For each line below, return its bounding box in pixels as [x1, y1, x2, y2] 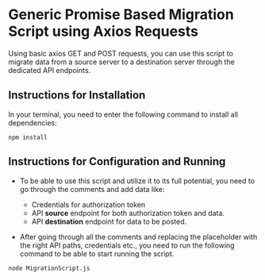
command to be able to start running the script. [19, 248, 175, 259]
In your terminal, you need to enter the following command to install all [8, 109, 238, 119]
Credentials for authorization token [31, 200, 145, 209]
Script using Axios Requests [8, 22, 199, 40]
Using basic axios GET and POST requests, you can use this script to [8, 48, 234, 58]
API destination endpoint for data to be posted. [31, 217, 187, 226]
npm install [8, 133, 48, 141]
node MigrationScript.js [8, 264, 90, 272]
